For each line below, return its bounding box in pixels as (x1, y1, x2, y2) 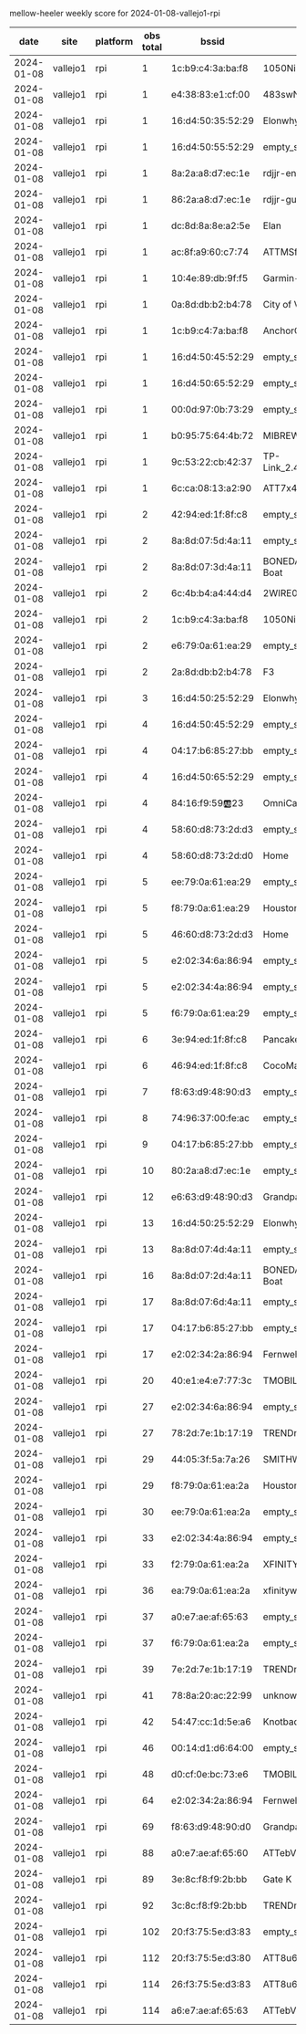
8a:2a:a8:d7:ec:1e (170, 167, 250, 179)
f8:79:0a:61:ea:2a (170, 1479, 250, 1492)
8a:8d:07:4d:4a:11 (170, 1243, 252, 1255)
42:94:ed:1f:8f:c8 (170, 508, 249, 520)
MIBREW (262, 429, 301, 442)
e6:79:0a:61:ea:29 (170, 639, 252, 652)
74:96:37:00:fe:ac (170, 1112, 250, 1124)
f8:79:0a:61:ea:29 (170, 902, 250, 914)
